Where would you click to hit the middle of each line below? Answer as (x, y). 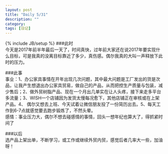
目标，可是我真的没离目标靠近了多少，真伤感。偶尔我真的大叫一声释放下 (84, 56)
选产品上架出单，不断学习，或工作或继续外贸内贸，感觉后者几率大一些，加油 (84, 140)
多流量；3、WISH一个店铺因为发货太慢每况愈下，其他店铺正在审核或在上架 (82, 98)
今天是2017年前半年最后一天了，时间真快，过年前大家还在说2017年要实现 (80, 50)
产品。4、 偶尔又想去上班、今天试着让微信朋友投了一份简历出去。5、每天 (81, 104)
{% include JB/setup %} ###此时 (39, 44)
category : (15, 24)
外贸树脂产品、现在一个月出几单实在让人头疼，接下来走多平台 (98, 92)
